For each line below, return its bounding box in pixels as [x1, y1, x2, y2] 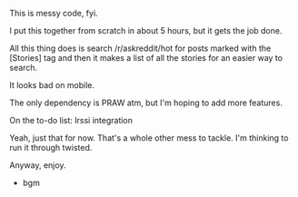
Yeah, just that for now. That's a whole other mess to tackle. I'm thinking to [9, 133, 289, 143]
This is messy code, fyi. [9, 8, 98, 18]
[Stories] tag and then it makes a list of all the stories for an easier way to [9, 53, 283, 63]
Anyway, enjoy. [9, 160, 66, 171]
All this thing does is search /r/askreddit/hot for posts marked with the [9, 43, 272, 54]
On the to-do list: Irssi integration [9, 115, 134, 125]
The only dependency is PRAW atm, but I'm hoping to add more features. [9, 97, 283, 108]
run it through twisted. [9, 143, 93, 153]
